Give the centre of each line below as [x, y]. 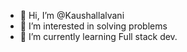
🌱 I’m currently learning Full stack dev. [98, 36]
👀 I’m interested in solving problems [93, 26]
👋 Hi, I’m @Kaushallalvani [72, 15]
